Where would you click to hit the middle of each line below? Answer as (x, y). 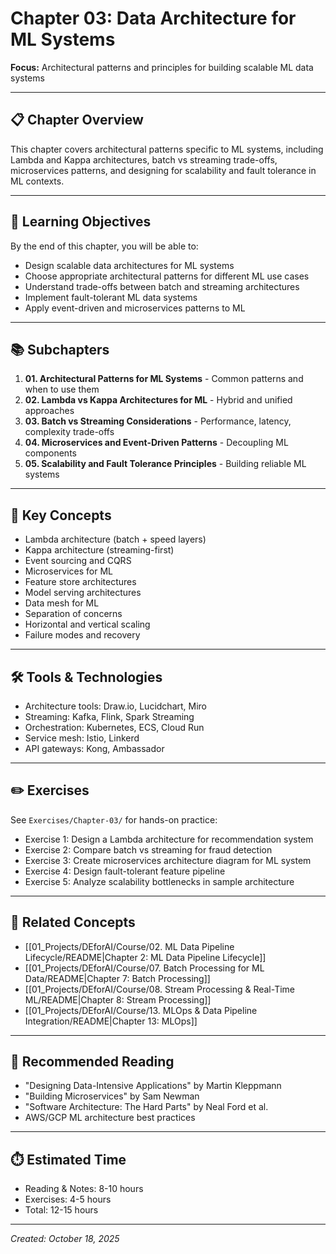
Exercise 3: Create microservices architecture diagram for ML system (168, 860)
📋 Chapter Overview (77, 120)
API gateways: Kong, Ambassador (94, 748)
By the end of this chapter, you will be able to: (104, 246)
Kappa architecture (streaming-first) (99, 550)
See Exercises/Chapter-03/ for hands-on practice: (114, 819)
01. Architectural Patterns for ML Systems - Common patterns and (164, 379)
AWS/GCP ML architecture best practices (110, 1118)
